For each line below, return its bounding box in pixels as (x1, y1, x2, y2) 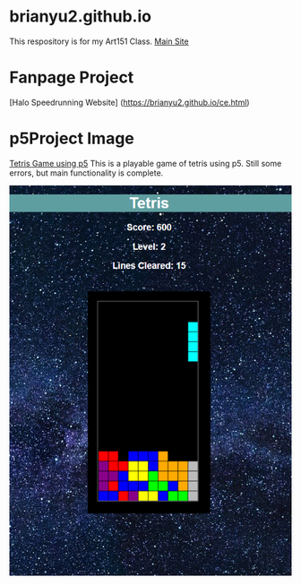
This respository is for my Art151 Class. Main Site (9, 36, 190, 47)
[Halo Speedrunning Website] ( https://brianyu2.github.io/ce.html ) (9, 97, 250, 108)
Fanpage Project (9, 67, 134, 88)
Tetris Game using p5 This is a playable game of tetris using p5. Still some (9, 158, 282, 168)
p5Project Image (9, 128, 134, 149)
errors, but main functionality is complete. (9, 168, 164, 178)
